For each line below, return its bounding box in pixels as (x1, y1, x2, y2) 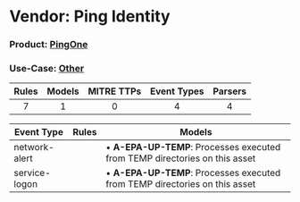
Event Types (150, 85, 204, 97)
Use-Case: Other (9, 63, 85, 75)
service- (13, 167, 51, 180)
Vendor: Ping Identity (9, 6, 171, 27)
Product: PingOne (9, 38, 88, 51)
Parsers (212, 85, 247, 97)
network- (13, 141, 55, 154)
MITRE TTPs (87, 85, 142, 97)
